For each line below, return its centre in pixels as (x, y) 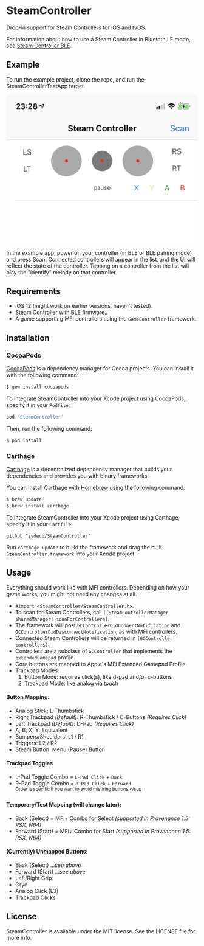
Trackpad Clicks (36, 897)
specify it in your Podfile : (38, 405)
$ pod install (24, 440)
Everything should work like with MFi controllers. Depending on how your (98, 587)
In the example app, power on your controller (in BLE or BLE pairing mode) (99, 252)
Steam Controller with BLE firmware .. (61, 312)
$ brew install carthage (38, 506)
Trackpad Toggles (30, 763)
